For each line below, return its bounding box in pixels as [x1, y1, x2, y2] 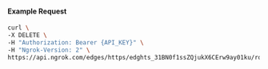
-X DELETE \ [7, 32, 47, 40]
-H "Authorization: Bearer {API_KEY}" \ [7, 38, 145, 47]
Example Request [7, 6, 67, 16]
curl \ [7, 24, 30, 32]
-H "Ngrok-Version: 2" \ [7, 46, 90, 54]
